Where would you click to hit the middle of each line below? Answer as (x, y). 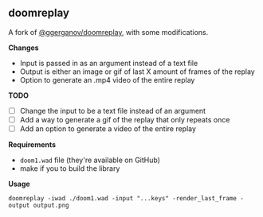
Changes (24, 48)
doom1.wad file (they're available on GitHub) (90, 160)
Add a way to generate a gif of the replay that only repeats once (125, 119)
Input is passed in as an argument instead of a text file (109, 63)
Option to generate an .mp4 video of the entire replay (107, 79)
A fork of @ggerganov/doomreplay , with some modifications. (108, 32)
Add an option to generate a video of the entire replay (108, 128)
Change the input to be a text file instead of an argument (112, 110)
